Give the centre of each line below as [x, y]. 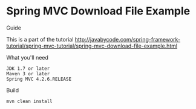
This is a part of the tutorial [40, 39]
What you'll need [27, 57]
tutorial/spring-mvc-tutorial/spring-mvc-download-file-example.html [92, 46]
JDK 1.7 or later [28, 68]
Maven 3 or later [28, 73]
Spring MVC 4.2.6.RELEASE [39, 79]
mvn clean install [29, 101]
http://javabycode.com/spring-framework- [128, 39]
